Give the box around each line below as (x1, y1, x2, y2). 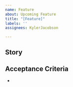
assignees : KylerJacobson (5, 26, 58, 30)
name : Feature (5, 7, 35, 12)
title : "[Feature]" (5, 16, 45, 21)
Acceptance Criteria (5, 64, 69, 73)
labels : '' (5, 21, 28, 26)
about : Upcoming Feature (5, 12, 56, 17)
